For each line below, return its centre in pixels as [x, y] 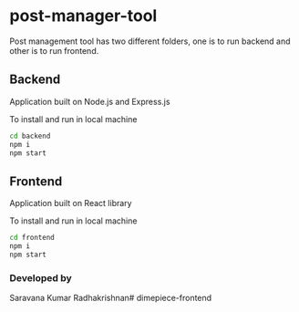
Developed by [41, 277]
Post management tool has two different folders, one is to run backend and [150, 41]
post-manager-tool [83, 16]
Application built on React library [71, 203]
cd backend [30, 136]
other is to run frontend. [54, 50]
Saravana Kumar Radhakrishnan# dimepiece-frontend [111, 298]
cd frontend [32, 238]
